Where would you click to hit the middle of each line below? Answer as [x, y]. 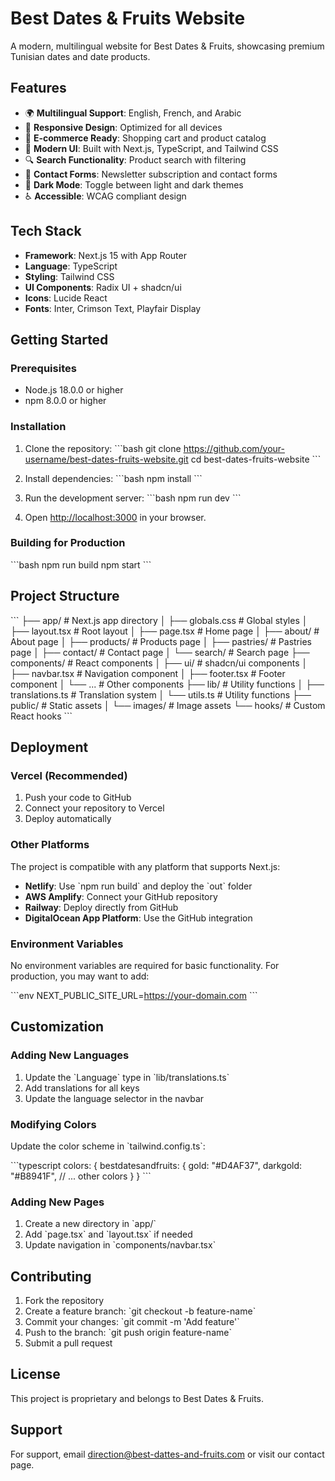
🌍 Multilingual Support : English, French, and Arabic [133, 113]
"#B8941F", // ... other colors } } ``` [81, 1176]
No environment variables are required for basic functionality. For [145, 965]
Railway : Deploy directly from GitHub [101, 907]
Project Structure [65, 596]
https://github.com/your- [234, 448]
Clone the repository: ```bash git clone [103, 448]
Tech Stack [46, 231]
